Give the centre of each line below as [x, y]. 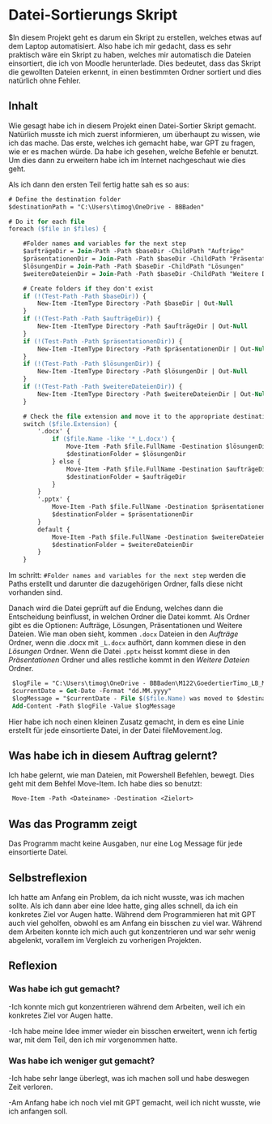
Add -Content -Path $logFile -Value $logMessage [93, 706]
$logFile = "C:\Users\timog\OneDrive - [79, 683]
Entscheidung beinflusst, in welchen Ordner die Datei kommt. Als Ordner [129, 617]
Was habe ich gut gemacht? [64, 989]
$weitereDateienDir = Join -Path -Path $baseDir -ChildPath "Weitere [141, 273]
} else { [66, 461]
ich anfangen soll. [38, 1111]
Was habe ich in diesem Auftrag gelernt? [113, 756]
